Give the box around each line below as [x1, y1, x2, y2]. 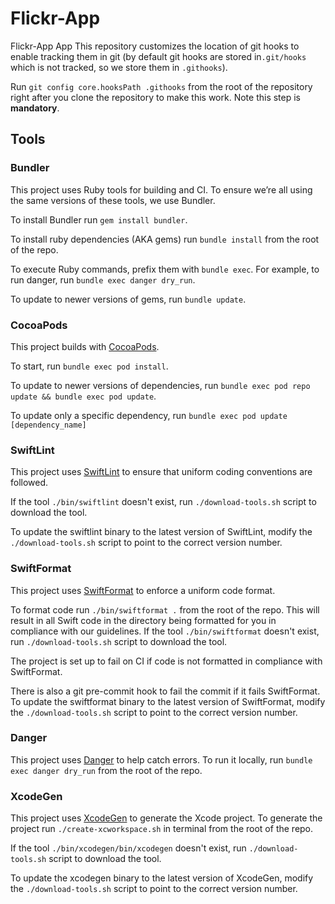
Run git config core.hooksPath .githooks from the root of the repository [10, 80, 313, 92]
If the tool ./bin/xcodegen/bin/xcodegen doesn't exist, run [10, 842, 247, 854]
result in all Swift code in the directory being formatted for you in [10, 614, 277, 626]
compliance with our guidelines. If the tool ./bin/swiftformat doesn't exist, [10, 625, 320, 637]
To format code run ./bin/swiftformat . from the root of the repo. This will [10, 603, 320, 616]
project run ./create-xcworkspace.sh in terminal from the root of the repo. [10, 823, 314, 835]
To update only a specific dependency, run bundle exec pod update [10, 409, 288, 421]
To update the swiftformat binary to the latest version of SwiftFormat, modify [10, 695, 326, 707]
